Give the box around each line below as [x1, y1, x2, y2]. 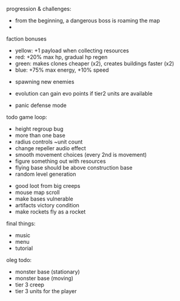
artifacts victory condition [15, 202, 80, 209]
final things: [6, 220, 36, 227]
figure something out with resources [15, 157, 106, 165]
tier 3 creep [15, 281, 44, 288]
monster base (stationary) [15, 268, 80, 275]
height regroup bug [15, 125, 64, 133]
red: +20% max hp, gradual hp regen [15, 54, 108, 60]
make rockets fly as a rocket [15, 208, 86, 215]
